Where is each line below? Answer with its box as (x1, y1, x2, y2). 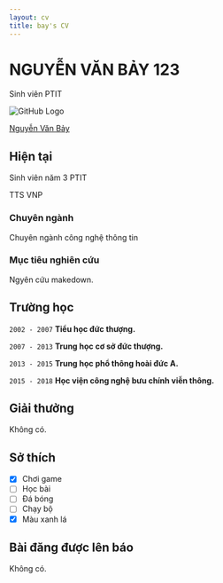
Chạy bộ (21, 503, 53, 515)
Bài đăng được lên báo (9, 540, 135, 555)
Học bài (21, 484, 51, 494)
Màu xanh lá (21, 514, 67, 524)
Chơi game (21, 474, 62, 485)
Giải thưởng (9, 401, 75, 416)
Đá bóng (21, 493, 54, 504)
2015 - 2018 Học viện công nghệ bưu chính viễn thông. (9, 374, 215, 386)
